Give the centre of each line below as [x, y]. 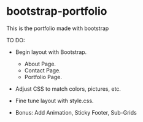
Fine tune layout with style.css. [54, 101]
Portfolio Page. [43, 77]
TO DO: [16, 40]
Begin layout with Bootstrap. [51, 52]
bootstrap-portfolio [57, 11]
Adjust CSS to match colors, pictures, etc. [68, 89]
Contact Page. [43, 70]
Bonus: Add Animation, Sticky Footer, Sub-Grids [76, 112]
